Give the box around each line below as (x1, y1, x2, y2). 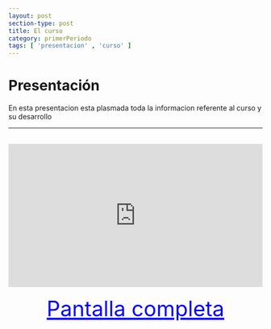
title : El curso (8, 27, 63, 35)
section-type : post (8, 19, 74, 27)
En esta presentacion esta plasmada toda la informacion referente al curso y (8, 103, 262, 113)
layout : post (8, 11, 52, 20)
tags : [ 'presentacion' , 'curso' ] (8, 42, 131, 50)
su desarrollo (8, 112, 52, 122)
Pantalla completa (46, 295, 225, 322)
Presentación (8, 77, 100, 95)
